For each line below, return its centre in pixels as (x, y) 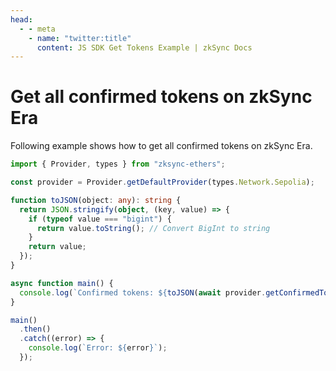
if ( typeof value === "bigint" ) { (100, 219)
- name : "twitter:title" (80, 38)
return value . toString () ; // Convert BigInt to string (153, 228)
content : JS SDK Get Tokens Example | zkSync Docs (144, 47)
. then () (35, 329)
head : (21, 19)
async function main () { (62, 283)
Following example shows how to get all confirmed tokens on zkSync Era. (161, 146)
